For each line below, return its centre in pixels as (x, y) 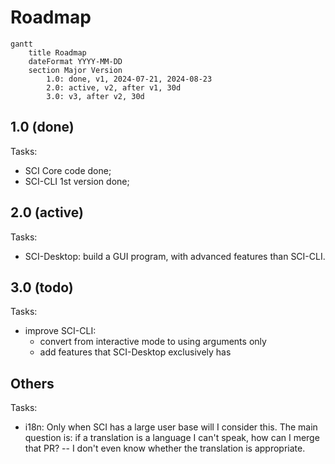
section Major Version (75, 70)
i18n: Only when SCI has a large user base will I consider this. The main (171, 427)
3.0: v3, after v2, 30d (95, 96)
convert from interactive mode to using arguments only (153, 342)
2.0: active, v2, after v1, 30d (114, 87)
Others (32, 383)
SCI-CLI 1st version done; (77, 181)
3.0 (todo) (42, 287)
